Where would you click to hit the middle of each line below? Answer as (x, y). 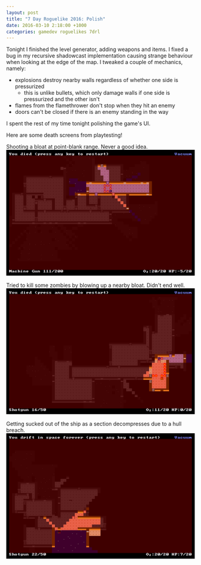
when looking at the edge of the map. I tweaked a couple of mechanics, (95, 62)
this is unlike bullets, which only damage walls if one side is (97, 93)
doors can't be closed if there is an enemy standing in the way (92, 112)
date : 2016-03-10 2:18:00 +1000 (46, 25)
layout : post (22, 13)
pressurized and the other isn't (62, 99)
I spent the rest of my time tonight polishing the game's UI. (78, 123)
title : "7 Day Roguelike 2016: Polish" (56, 19)
